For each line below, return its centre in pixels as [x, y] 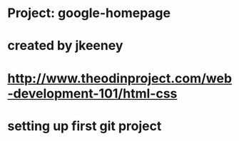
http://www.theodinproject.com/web [120, 78]
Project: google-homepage [89, 13]
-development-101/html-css [92, 93]
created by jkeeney [65, 46]
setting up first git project [85, 126]
